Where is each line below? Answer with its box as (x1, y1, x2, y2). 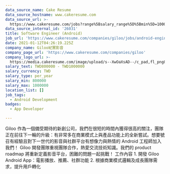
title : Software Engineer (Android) (5, 31, 82, 36)
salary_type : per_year (5, 74, 53, 79)
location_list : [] (5, 87, 44, 93)
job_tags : (5, 92, 26, 97)
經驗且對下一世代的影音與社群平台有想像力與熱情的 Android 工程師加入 (14, 138, 162, 144)
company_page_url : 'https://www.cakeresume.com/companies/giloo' (5, 50, 146, 55)
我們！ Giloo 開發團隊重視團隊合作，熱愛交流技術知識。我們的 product (5, 145, 152, 150)
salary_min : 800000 (5, 78, 47, 83)
